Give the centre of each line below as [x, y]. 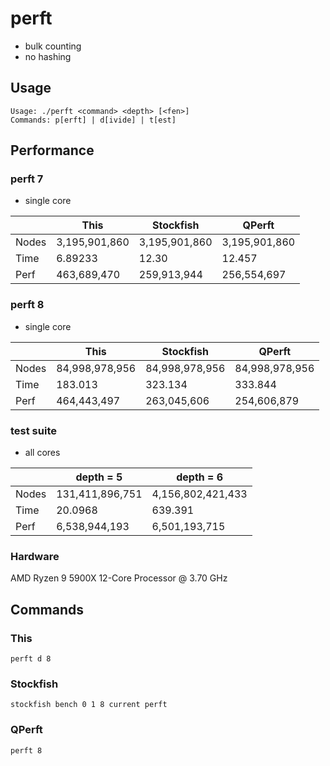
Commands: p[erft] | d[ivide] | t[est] [93, 120]
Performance [52, 150]
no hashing [48, 56]
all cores [42, 453]
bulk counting [53, 46]
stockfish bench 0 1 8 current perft [89, 705]
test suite [33, 430]
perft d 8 [31, 659]
